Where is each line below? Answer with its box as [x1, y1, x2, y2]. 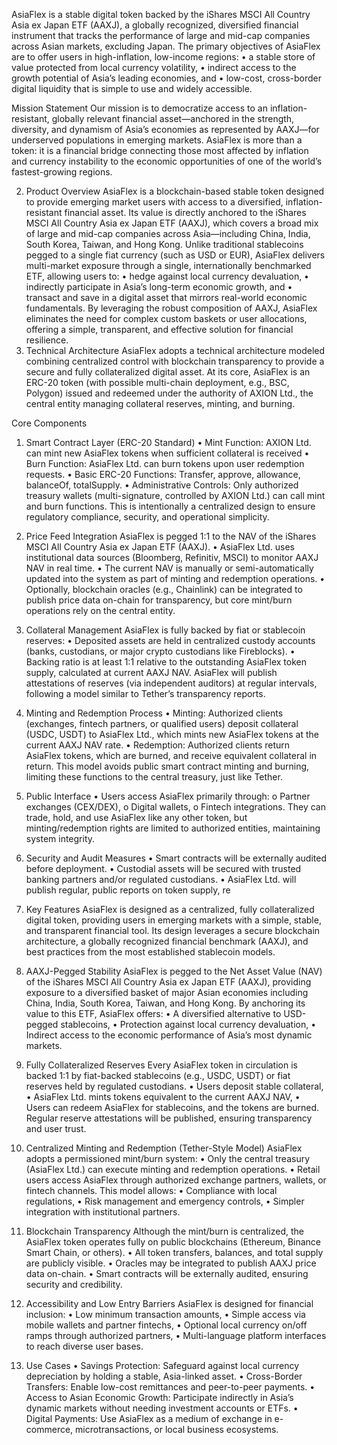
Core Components [11, 417, 88, 429]
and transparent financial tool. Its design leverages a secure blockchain [25, 925, 321, 936]
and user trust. [25, 1123, 87, 1134]
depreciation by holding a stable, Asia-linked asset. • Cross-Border [25, 1370, 303, 1382]
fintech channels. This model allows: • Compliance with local [25, 1185, 278, 1196]
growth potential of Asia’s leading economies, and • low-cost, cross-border [11, 72, 323, 84]
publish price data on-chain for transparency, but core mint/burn [25, 594, 293, 606]
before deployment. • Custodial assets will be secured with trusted [25, 863, 302, 874]
